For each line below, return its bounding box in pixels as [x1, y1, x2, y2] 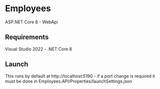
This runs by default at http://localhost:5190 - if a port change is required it [5, 73, 155, 79]
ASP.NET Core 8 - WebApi [5, 19, 58, 25]
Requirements [5, 33, 49, 41]
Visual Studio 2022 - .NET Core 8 [5, 46, 72, 52]
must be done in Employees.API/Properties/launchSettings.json [5, 78, 133, 84]
